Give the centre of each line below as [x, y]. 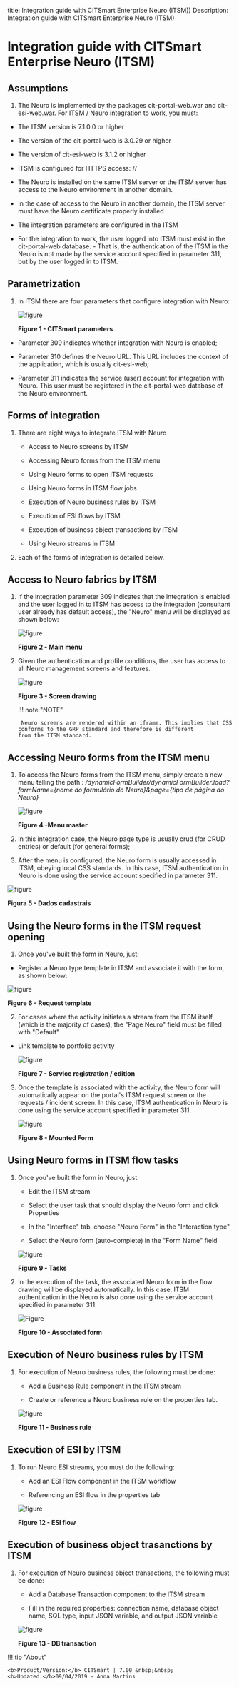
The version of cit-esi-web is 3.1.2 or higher [82, 154]
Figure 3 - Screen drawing [57, 696]
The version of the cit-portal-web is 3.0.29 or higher [94, 141]
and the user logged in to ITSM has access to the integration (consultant [124, 604]
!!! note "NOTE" [40, 710]
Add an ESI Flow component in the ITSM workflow [102, 1481]
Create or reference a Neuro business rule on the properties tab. [123, 1399]
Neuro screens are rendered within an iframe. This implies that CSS [127, 723]
